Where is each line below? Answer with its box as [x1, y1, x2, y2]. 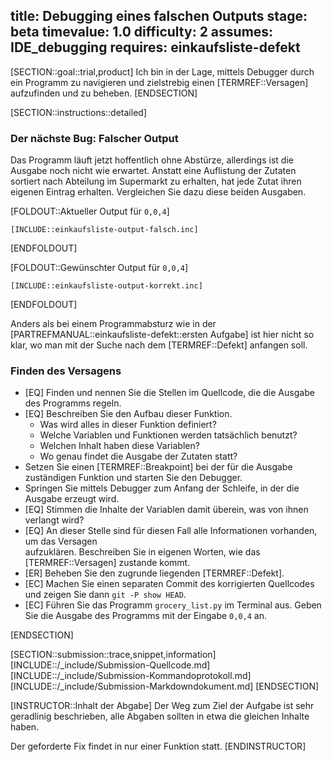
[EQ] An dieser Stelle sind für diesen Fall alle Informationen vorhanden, [24, 525, 318, 537]
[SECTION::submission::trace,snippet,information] [10, 649, 217, 661]
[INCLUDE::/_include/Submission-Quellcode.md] [10, 659, 211, 671]
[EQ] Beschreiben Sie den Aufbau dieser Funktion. [24, 408, 233, 420]
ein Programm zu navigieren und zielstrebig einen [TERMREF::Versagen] [10, 76, 309, 88]
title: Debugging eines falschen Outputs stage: [10, 8, 308, 25]
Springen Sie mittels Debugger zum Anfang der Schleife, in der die [24, 482, 300, 494]
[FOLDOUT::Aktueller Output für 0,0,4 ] [10, 205, 170, 218]
